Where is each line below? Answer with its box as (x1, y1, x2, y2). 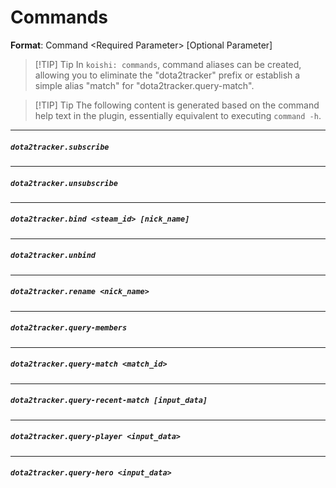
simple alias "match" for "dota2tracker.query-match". (34, 79, 255, 91)
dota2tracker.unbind (10, 251, 97, 261)
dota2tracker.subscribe (10, 142, 110, 152)
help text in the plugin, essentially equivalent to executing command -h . (34, 109, 322, 121)
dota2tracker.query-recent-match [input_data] (10, 396, 208, 406)
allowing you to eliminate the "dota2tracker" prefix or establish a (34, 69, 301, 81)
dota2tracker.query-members (10, 323, 128, 333)
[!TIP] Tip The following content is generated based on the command (34, 99, 320, 111)
